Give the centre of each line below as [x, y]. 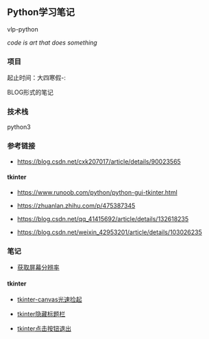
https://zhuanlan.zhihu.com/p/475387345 [76, 205]
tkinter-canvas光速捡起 [49, 299]
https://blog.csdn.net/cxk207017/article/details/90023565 [99, 161]
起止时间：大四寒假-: [37, 78]
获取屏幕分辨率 [38, 267]
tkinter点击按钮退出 [44, 329]
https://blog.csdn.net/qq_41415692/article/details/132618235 [103, 218]
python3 [19, 127]
